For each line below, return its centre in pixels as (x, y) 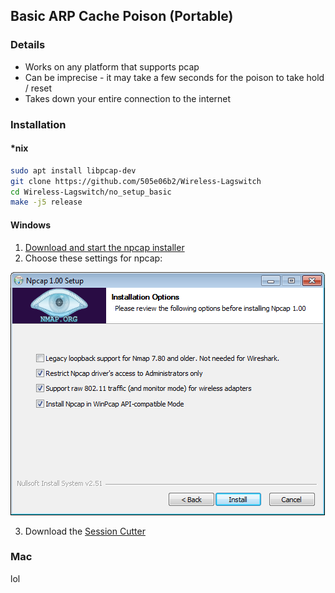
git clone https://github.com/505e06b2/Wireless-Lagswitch (136, 181)
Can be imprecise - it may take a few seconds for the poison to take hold (174, 77)
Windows (30, 225)
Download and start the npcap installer (104, 247)
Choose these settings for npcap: (93, 258)
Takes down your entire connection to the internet (128, 98)
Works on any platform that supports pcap (112, 66)
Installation (38, 124)
